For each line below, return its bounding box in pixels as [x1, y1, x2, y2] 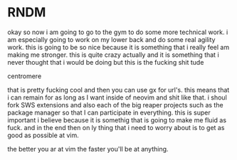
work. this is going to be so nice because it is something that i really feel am [7, 43, 230, 51]
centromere [7, 72, 42, 80]
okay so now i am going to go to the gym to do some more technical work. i [7, 28, 228, 36]
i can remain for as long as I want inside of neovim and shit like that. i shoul [7, 93, 228, 102]
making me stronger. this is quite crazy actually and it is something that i [7, 50, 219, 59]
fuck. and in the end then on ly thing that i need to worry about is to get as [7, 123, 225, 132]
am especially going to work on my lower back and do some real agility [7, 35, 216, 43]
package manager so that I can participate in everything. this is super [7, 108, 211, 117]
